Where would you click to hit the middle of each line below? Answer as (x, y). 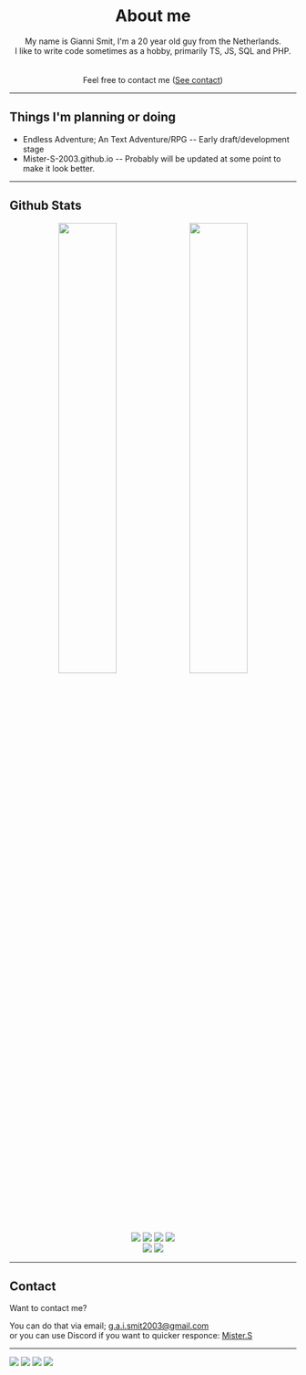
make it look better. (59, 168)
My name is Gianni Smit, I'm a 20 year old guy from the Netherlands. (153, 41)
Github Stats (46, 206)
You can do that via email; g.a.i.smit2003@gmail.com (109, 1326)
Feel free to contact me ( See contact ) (153, 79)
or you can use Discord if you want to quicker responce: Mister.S (131, 1336)
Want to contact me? (48, 1308)
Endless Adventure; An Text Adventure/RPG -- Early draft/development (156, 139)
